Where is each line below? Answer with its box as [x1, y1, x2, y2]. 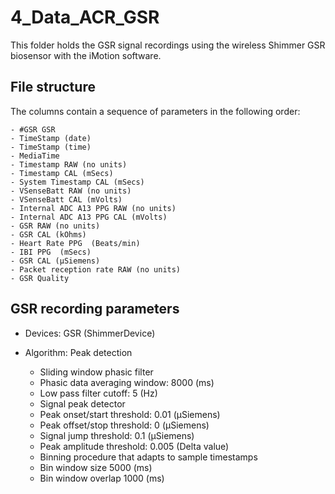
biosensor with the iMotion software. [10, 49, 162, 61]
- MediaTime [10, 151, 60, 161]
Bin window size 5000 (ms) [39, 461, 153, 473]
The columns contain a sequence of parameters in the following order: [10, 105, 301, 117]
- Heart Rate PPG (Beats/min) [10, 238, 141, 248]
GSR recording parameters [10, 301, 180, 318]
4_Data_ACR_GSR [10, 6, 160, 29]
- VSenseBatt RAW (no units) [10, 186, 132, 196]
